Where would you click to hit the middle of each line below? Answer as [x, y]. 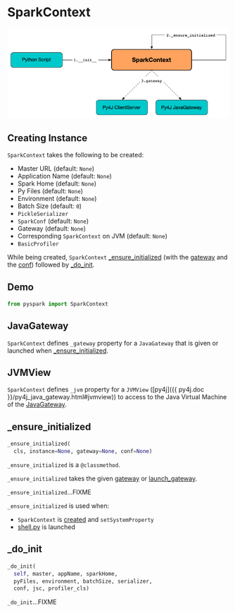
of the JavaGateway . [37, 405]
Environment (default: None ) [57, 199]
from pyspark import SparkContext [58, 304]
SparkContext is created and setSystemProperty [86, 520]
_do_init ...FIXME [32, 602]
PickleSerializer [43, 214]
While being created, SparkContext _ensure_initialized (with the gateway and [118, 257]
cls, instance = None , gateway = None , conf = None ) [83, 451]
